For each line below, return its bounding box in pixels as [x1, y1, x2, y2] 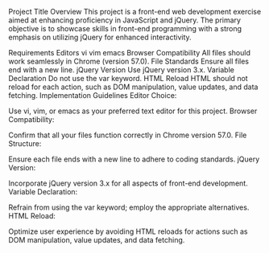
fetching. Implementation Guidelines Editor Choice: [8, 91, 177, 100]
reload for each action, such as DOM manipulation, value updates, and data [8, 82, 259, 92]
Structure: [8, 139, 42, 148]
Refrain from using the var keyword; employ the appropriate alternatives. [8, 202, 250, 212]
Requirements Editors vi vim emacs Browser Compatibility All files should [8, 48, 251, 57]
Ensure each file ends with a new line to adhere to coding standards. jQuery [8, 154, 260, 164]
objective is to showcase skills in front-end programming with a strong [8, 24, 242, 33]
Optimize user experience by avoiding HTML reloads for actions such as [8, 226, 248, 236]
